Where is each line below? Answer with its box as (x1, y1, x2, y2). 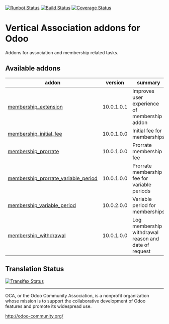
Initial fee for (132, 127, 162, 134)
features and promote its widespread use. (5, 303, 92, 309)
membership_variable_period (8, 201, 76, 208)
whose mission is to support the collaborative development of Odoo (5, 298, 146, 304)
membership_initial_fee (8, 130, 62, 137)
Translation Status (5, 265, 64, 273)
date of (132, 241, 149, 248)
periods (132, 187, 151, 194)
